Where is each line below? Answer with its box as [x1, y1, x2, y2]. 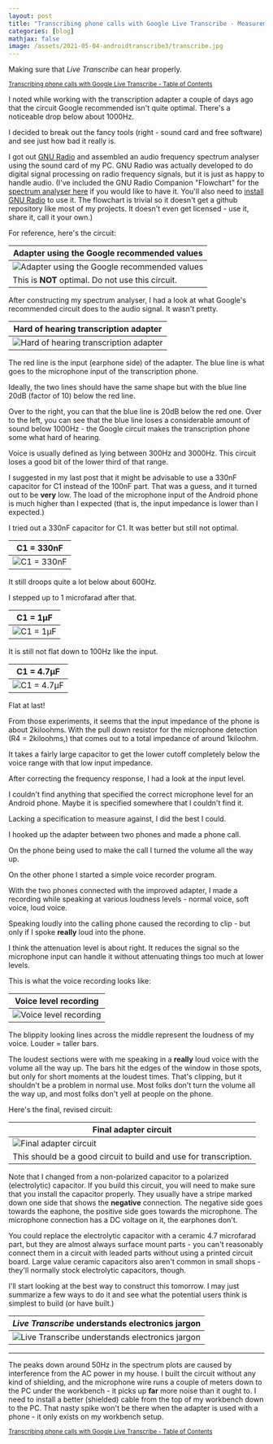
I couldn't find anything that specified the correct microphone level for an [8, 790, 253, 800]
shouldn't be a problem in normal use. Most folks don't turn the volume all [8, 1080, 256, 1090]
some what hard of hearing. [8, 433, 102, 443]
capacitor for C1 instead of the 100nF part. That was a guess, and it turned [8, 482, 258, 491]
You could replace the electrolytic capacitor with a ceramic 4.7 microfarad [8, 1231, 257, 1241]
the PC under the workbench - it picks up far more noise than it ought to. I [8, 1386, 257, 1396]
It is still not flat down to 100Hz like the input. [8, 647, 158, 657]
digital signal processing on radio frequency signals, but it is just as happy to [8, 169, 265, 179]
